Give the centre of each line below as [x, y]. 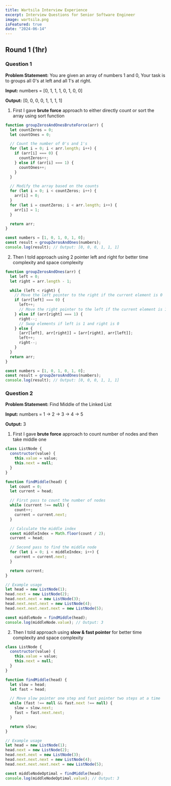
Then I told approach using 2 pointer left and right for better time [80, 257]
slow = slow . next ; [34, 708]
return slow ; [24, 727]
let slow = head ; [28, 684]
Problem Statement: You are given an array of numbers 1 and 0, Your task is [85, 75]
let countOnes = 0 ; [31, 135]
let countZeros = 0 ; [32, 130]
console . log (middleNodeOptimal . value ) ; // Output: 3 [62, 778]
